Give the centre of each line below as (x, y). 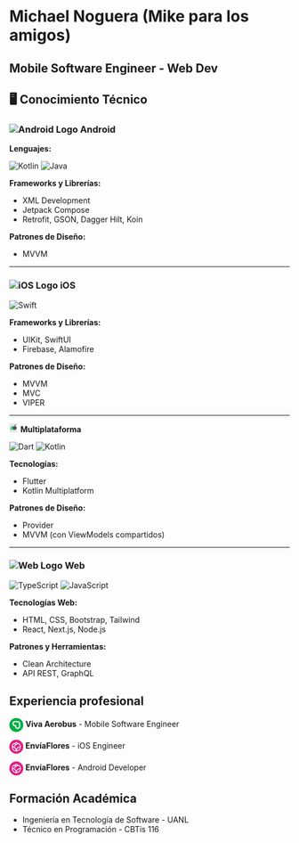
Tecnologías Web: (44, 602)
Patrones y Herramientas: (58, 646)
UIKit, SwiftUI (46, 340)
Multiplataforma (51, 429)
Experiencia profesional (77, 701)
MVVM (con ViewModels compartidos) (93, 534)
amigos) (40, 35)
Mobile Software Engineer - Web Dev (113, 68)
